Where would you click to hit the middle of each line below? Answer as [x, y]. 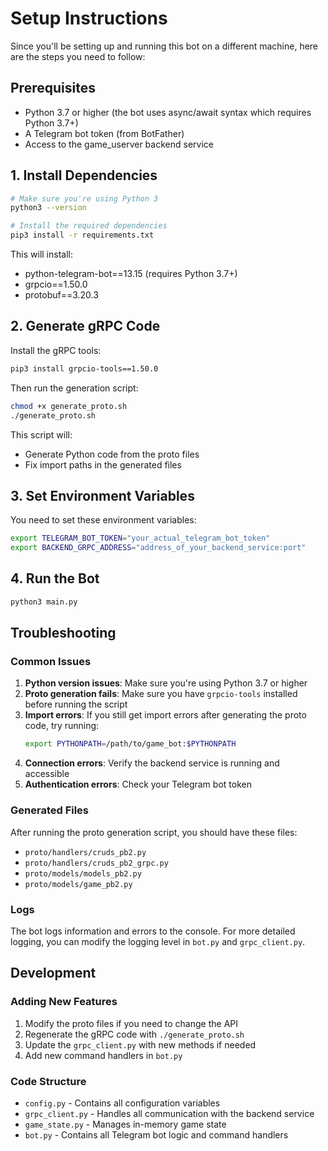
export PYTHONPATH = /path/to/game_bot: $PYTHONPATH [130, 744]
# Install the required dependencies [89, 226]
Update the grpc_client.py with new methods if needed [140, 1044]
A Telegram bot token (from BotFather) [104, 133]
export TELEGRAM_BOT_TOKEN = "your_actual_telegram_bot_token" [140, 538]
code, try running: [62, 726]
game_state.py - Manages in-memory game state [125, 1124]
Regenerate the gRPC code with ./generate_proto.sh [134, 1034]
